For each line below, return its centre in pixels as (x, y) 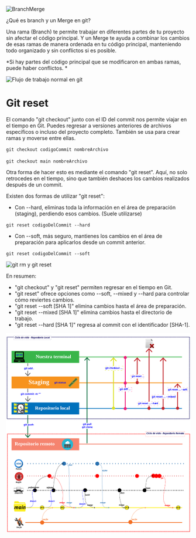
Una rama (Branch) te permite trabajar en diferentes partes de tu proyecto (95, 32)
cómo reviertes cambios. (44, 300)
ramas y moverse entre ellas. (41, 138)
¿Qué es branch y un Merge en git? (48, 20)
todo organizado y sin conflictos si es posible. (61, 50)
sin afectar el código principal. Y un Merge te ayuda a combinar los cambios (98, 38)
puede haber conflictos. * (37, 68)
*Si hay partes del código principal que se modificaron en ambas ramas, (94, 62)
